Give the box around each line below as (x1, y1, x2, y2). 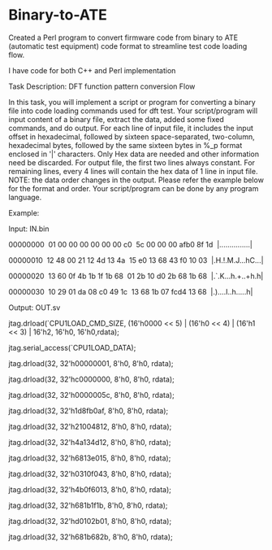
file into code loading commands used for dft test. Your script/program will (8, 106, 258, 116)
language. (8, 192, 42, 202)
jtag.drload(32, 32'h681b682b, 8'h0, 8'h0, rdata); (8, 531, 173, 542)
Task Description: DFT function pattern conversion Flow (8, 81, 196, 91)
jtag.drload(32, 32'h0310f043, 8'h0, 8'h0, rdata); (8, 469, 172, 478)
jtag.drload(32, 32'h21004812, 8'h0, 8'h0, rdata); (8, 421, 172, 431)
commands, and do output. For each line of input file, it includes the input (8, 123, 254, 133)
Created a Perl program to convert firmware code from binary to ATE (8, 33, 238, 42)
